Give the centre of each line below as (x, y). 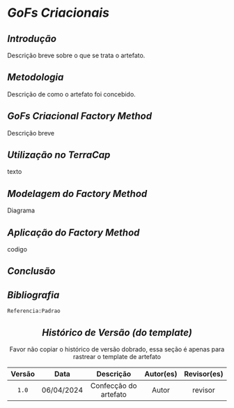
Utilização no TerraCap (59, 155)
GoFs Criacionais (58, 13)
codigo (17, 249)
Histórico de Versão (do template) (117, 332)
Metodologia (36, 77)
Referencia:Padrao (34, 311)
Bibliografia (33, 295)
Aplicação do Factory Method (73, 232)
